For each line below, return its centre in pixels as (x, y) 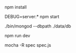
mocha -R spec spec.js (28, 45)
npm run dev (17, 36)
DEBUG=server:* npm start (32, 16)
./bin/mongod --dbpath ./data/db (38, 26)
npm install (16, 7)
